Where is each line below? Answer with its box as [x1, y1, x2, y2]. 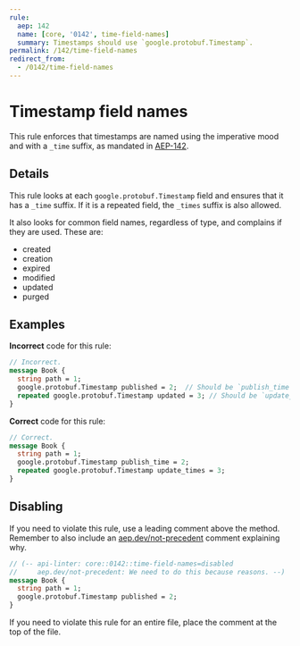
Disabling [9, 499, 63, 515]
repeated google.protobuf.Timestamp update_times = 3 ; [17, 466, 226, 475]
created [21, 243, 52, 255]
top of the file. [9, 626, 61, 637]
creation [21, 253, 54, 264]
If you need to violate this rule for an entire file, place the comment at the [9, 617, 278, 627]
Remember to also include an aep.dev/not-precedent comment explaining [9, 533, 280, 543]
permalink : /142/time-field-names [9, 46, 138, 55]
